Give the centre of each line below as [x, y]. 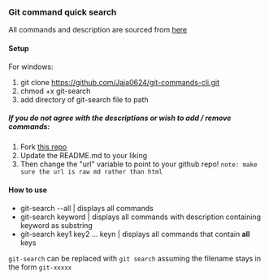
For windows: [31, 67]
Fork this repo [43, 147]
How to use [28, 190]
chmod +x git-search [55, 91]
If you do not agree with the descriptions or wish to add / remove [120, 118]
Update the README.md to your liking [84, 156]
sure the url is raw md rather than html [91, 172]
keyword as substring [56, 225]
